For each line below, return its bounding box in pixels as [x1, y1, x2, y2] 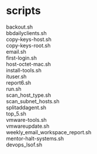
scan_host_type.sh [6, 92, 51, 99]
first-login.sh [6, 54, 37, 61]
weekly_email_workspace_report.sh [6, 128, 92, 135]
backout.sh [6, 23, 33, 30]
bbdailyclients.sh [6, 29, 47, 36]
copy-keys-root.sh [6, 42, 51, 49]
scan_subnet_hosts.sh [6, 97, 60, 104]
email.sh [6, 48, 26, 55]
